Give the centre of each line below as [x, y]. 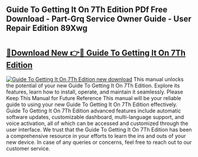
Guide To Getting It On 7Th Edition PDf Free [87, 10]
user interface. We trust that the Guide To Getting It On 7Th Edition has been [99, 129]
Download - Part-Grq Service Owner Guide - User [99, 19]
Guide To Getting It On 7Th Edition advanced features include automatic [94, 111]
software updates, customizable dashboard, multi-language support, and [95, 117]
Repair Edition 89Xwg [47, 28]
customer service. [28, 148]
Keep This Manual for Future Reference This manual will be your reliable [94, 98]
